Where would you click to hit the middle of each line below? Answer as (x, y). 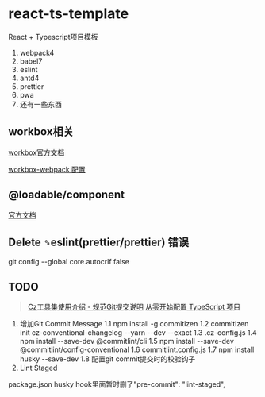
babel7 (31, 61)
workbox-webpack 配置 (47, 169)
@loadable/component (67, 195)
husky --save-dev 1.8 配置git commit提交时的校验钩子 (108, 359)
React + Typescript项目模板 (53, 37)
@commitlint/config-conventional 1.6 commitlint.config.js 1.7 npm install (137, 349)
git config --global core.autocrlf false (69, 262)
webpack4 (37, 52)
